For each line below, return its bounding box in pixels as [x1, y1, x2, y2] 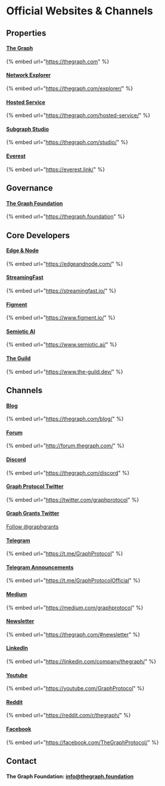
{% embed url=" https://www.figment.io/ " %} [6, 314, 116, 321]
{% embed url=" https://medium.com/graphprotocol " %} [6, 604, 144, 611]
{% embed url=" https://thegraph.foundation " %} [6, 213, 125, 220]
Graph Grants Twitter [6, 509, 60, 517]
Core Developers [6, 230, 70, 240]
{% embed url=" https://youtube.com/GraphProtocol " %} [6, 685, 145, 692]
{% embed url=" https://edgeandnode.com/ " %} [6, 260, 123, 267]
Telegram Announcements [6, 563, 74, 571]
